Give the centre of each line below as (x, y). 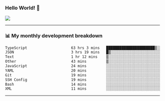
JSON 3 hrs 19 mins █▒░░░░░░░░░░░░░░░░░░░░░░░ (83, 52)
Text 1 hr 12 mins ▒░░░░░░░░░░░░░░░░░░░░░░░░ (83, 57)
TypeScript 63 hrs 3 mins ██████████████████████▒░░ (83, 48)
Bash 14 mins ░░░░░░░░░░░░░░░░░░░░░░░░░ (83, 84)
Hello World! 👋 (23, 8)
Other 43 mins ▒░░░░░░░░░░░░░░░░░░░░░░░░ (83, 62)
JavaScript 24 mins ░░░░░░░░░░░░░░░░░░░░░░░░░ (83, 66)
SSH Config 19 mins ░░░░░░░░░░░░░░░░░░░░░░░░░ (83, 80)
